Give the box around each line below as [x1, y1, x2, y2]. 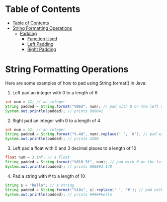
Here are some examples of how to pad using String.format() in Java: [5, 80, 147, 86]
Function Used [27, 36, 57, 42]
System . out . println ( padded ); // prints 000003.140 [5, 164, 112, 169]
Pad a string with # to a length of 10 [12, 173, 85, 179]
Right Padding [27, 46, 56, 52]
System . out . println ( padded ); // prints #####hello [5, 192, 112, 197]
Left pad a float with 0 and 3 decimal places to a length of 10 [12, 145, 137, 151]
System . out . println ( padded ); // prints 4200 [5, 136, 99, 141]
